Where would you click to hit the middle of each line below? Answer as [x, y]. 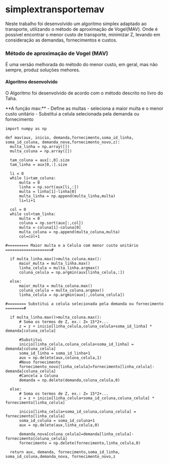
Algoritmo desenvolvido [31, 82]
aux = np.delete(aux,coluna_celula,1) [60, 358]
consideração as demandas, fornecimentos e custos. [61, 40]
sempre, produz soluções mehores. [43, 70]
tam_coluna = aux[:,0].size [40, 160]
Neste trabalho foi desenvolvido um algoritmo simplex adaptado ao [76, 24]
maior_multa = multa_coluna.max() [56, 286]
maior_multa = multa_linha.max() [55, 264]
